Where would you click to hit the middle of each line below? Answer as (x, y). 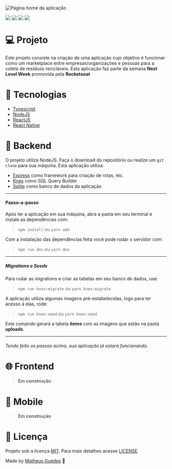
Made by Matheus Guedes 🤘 (35, 461)
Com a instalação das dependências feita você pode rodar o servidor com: (84, 239)
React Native (26, 125)
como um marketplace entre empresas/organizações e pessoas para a (80, 63)
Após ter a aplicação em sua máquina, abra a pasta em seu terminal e (79, 214)
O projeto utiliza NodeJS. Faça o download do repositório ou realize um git (84, 160)
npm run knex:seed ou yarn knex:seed (57, 314)
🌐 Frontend (30, 366)
